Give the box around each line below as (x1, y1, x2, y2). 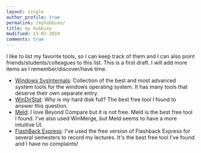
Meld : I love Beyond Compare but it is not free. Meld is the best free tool (14, 108, 193, 115)
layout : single (6, 8, 44, 15)
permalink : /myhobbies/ (6, 20, 66, 26)
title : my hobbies (6, 25, 52, 32)
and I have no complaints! (14, 140, 79, 147)
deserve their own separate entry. (14, 90, 99, 96)
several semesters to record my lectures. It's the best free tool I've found (14, 134, 195, 140)
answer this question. (14, 102, 68, 109)
